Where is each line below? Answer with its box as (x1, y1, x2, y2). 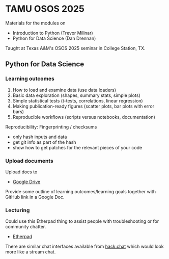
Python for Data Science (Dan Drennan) (12, 35, 96, 41)
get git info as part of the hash (12, 139, 76, 145)
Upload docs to (5, 169, 38, 175)
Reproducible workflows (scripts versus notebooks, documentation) (12, 114, 155, 120)
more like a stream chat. (5, 249, 56, 255)
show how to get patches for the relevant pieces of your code (12, 144, 143, 150)
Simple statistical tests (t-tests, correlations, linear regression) (12, 97, 144, 103)
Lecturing (5, 206, 30, 214)
